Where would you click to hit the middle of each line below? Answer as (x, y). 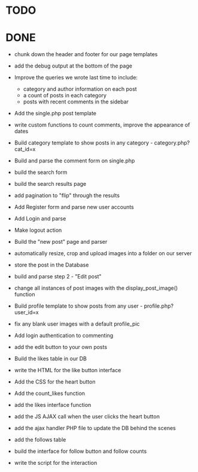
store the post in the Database (51, 265)
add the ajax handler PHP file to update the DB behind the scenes (95, 428)
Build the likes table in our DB (51, 358)
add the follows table (40, 440)
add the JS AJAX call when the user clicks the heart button (87, 416)
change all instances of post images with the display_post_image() (96, 288)
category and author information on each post (80, 89)
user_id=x (27, 312)
